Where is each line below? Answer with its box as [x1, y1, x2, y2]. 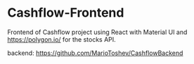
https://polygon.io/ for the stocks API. [7, 35, 116, 43]
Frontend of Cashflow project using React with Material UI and [7, 28, 188, 36]
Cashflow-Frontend [7, 5, 124, 21]
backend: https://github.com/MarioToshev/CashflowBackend [7, 49, 183, 57]
